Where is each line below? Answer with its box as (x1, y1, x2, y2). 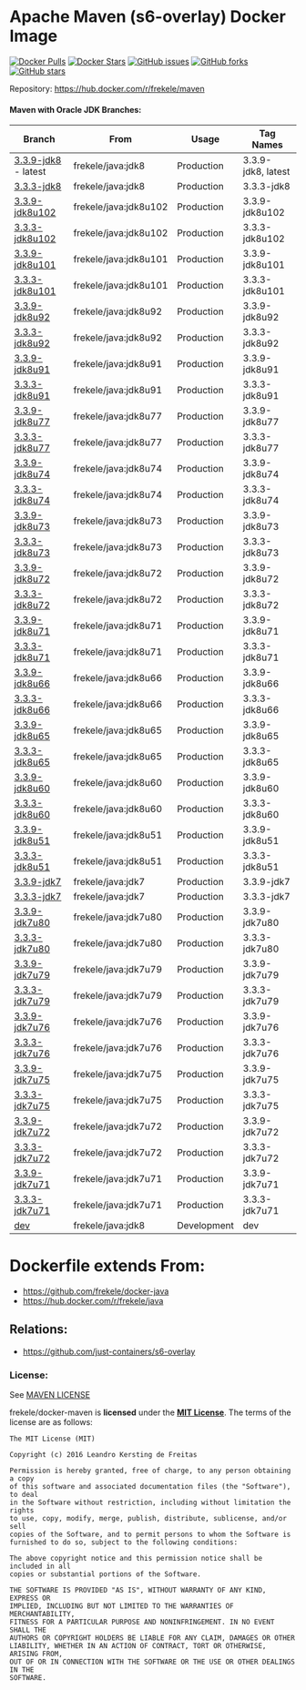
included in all (9, 1562, 71, 1572)
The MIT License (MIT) (9, 1434, 96, 1444)
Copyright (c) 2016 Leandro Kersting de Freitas (9, 1451, 198, 1460)
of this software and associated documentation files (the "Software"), (9, 1482, 291, 1491)
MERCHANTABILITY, (9, 1610, 76, 1619)
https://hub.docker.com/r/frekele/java (22, 1296, 164, 1307)
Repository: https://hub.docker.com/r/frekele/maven (9, 83, 205, 94)
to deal (9, 1491, 39, 1500)
